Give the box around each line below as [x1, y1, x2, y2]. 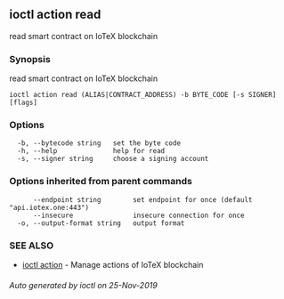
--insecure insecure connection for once [32, 211, 245, 220]
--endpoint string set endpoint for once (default [32, 195, 253, 204]
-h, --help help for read [17, 147, 166, 156]
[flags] [9, 98, 38, 108]
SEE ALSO [9, 239, 54, 252]
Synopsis [9, 53, 51, 65]
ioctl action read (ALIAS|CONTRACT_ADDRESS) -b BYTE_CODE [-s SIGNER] [9, 91, 277, 100]
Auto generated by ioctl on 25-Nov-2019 [9, 279, 158, 290]
